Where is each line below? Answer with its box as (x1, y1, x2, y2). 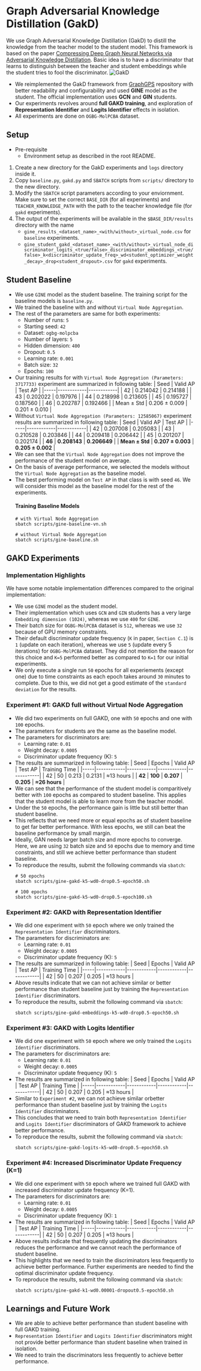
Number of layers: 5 (23, 335, 73, 343)
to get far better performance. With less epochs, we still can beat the (14, 823, 186, 830)
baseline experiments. (23, 234, 80, 241)
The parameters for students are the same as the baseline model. (14, 727, 177, 734)
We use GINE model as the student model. (14, 603, 118, 610)
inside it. (14, 170, 36, 177)
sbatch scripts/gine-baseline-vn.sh (14, 521, 107, 527)
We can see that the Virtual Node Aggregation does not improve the (14, 450, 185, 457)
